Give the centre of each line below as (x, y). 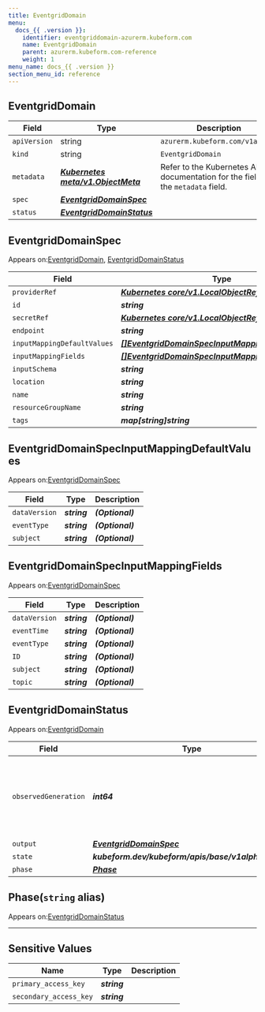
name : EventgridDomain (60, 45)
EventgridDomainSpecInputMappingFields (115, 566)
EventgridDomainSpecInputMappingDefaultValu (130, 448)
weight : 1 (39, 60)
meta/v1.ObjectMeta (100, 182)
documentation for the (202, 177)
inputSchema (35, 369)
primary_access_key (49, 984)
